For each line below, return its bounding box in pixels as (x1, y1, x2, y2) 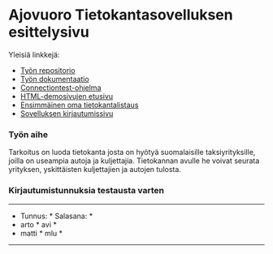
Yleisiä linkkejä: (8, 50, 60, 59)
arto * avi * (19, 219, 57, 229)
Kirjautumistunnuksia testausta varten (8, 185, 165, 196)
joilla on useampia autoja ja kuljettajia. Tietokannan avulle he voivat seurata (8, 156, 260, 166)
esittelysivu (8, 23, 89, 41)
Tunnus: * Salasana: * (19, 211, 93, 221)
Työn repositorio (19, 65, 76, 75)
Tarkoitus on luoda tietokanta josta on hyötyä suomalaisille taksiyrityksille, (8, 148, 256, 157)
